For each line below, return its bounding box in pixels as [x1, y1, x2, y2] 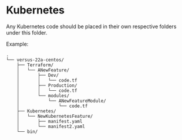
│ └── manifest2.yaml [16, 124, 85, 129]
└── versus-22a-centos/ [6, 57, 65, 63]
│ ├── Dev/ [16, 72, 59, 78]
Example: [6, 40, 29, 47]
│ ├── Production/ [16, 83, 77, 88]
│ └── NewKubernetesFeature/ [16, 113, 93, 119]
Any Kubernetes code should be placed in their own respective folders [6, 23, 177, 30]
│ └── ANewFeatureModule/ [16, 98, 107, 104]
